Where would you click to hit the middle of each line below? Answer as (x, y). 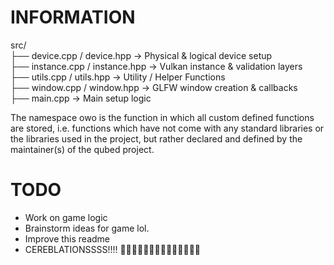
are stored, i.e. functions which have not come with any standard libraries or (167, 128)
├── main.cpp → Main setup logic (81, 98)
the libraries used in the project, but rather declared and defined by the (156, 138)
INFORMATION (73, 17)
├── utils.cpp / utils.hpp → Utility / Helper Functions (118, 77)
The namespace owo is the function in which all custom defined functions (162, 117)
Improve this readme (67, 238)
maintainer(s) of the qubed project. (82, 149)
